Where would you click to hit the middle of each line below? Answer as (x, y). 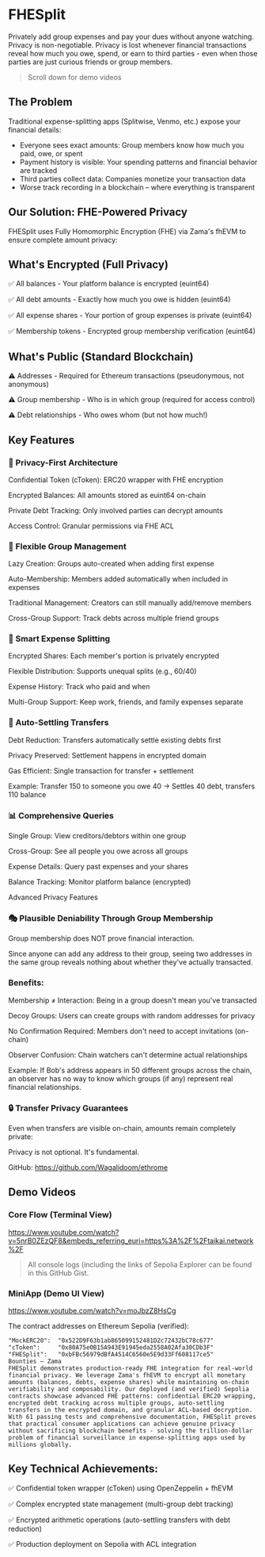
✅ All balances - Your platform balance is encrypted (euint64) (109, 284)
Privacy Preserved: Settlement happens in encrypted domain (108, 755)
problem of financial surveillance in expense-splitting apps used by (127, 1437)
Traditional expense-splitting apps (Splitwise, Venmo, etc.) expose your (125, 121)
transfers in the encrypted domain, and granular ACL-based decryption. (131, 1409)
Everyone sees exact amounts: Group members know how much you (132, 145)
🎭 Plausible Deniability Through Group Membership (111, 918)
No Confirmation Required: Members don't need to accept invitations (121, 1031)
